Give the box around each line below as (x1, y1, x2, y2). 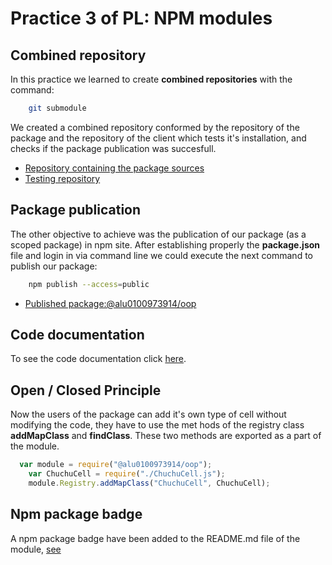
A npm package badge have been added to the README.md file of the (10, 532, 301, 544)
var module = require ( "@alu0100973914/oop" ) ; (19, 460, 213, 470)
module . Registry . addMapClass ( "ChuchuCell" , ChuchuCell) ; (28, 478, 271, 488)
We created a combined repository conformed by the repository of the (10, 121, 300, 133)
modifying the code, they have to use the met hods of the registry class (10, 419, 305, 431)
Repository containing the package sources (24, 162, 205, 174)
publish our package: (10, 260, 98, 272)
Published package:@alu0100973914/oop (24, 297, 197, 309)
